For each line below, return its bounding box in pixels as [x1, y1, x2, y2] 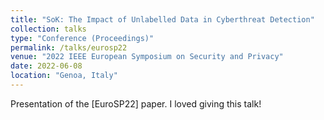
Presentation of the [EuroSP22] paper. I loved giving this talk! [10, 97, 262, 110]
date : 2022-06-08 [10, 61, 83, 71]
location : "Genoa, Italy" [10, 71, 118, 81]
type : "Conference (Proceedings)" [10, 33, 155, 43]
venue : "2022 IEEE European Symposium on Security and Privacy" [10, 52, 284, 62]
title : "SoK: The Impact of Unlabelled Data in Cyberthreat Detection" [10, 14, 315, 25]
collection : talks [10, 24, 87, 34]
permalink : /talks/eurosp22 [10, 42, 128, 53]
